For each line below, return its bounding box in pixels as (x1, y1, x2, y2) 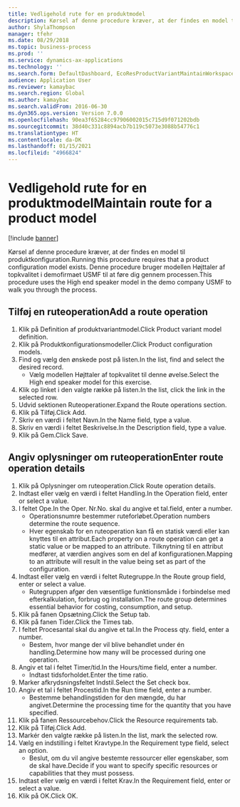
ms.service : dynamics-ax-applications (8, 57, 123, 64)
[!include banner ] (8, 233, 59, 242)
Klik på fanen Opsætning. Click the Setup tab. (18, 610, 150, 618)
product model (8, 211, 97, 226)
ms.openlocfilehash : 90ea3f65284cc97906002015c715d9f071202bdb (8, 116, 200, 123)
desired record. (18, 362, 64, 371)
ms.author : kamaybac (8, 97, 70, 104)
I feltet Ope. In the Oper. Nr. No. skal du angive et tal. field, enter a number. (18, 504, 233, 512)
